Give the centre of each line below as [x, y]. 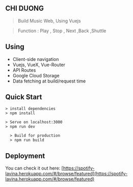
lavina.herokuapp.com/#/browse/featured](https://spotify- [66, 174]
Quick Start [24, 97]
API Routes [24, 70]
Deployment [25, 156]
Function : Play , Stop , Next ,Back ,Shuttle [62, 31]
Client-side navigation [36, 59]
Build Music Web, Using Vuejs [49, 20]
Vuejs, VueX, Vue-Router [39, 65]
